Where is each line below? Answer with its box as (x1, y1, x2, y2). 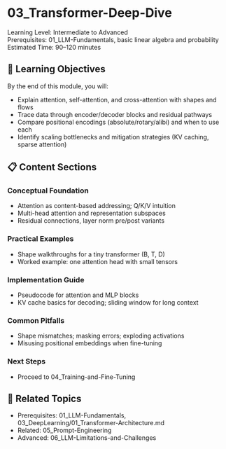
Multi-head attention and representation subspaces (17, 209, 166, 218)
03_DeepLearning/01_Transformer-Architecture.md (17, 419, 165, 427)
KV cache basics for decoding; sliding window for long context (17, 298, 199, 307)
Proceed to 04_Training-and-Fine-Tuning (17, 373, 136, 381)
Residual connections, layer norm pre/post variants (17, 216, 165, 225)
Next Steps (7, 357, 46, 366)
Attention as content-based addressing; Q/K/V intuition (17, 202, 176, 210)
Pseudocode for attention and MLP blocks (17, 291, 139, 299)
